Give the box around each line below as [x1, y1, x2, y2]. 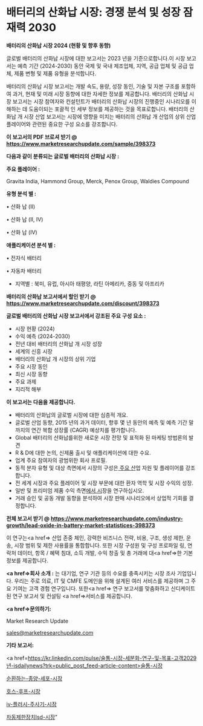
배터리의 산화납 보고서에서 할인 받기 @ [6, 293, 96, 300]
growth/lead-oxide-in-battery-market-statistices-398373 [6, 522, 155, 529]
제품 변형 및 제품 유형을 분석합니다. [14, 70, 97, 77]
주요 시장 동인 [14, 362, 48, 370]
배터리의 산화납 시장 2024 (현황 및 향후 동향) [6, 42, 111, 49]
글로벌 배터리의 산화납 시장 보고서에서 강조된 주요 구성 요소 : [6, 312, 146, 319]
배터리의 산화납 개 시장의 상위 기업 [14, 355, 96, 362]
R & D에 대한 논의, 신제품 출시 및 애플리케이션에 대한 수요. [14, 449, 151, 456]
